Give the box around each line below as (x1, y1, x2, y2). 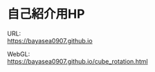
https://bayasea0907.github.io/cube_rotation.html (7, 57, 148, 65)
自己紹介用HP (7, 6, 85, 22)
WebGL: (7, 49, 30, 58)
